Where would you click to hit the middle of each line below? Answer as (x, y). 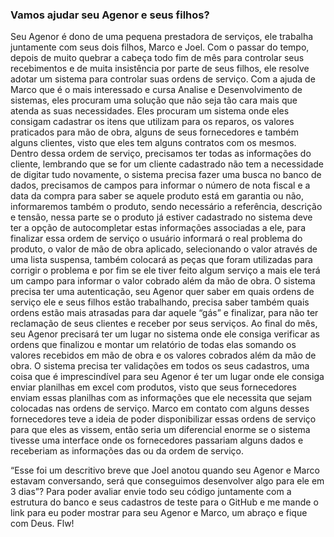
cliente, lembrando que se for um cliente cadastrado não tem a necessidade (167, 164)
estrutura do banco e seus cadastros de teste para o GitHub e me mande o (164, 502)
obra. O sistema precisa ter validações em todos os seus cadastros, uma (160, 366)
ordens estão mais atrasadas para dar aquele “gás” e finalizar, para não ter (164, 313)
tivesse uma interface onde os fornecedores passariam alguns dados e (157, 440)
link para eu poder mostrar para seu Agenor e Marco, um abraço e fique (159, 513)
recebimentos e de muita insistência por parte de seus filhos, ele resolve (160, 69)
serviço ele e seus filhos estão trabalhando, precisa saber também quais (160, 302)
